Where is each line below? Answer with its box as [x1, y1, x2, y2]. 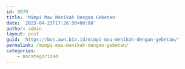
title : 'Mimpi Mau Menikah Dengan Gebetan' [6, 14, 118, 20]
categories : [6, 48, 36, 54]
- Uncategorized [17, 53, 59, 59]
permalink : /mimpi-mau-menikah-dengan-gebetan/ [6, 43, 129, 49]
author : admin [6, 25, 42, 32]
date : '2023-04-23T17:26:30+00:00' [6, 20, 96, 26]
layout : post [6, 31, 39, 37]
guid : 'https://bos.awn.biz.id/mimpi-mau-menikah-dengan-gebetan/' [6, 37, 181, 43]
